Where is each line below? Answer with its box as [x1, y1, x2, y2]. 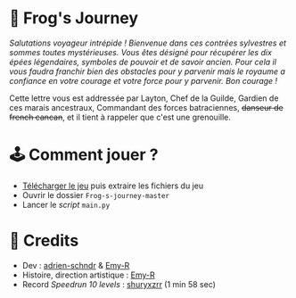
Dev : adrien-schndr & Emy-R [21, 260, 130, 270]
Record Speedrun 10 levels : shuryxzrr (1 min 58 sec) [21, 278, 217, 289]
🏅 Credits [9, 231, 79, 251]
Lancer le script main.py [21, 199, 111, 210]
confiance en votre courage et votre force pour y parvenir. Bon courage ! [9, 75, 278, 86]
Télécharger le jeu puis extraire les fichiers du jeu [21, 180, 203, 191]
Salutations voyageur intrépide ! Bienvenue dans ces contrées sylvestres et [9, 37, 287, 48]
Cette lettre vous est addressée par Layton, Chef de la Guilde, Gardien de [9, 93, 279, 103]
